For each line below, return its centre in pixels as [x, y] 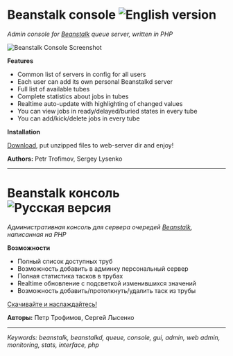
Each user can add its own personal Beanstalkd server [95, 81]
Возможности [29, 248]
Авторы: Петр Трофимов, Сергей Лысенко [71, 317]
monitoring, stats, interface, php [53, 345]
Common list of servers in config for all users [81, 74]
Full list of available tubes [53, 89]
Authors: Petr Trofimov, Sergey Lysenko [65, 159]
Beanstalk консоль [63, 193]
